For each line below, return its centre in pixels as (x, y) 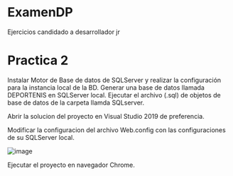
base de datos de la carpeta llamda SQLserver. (76, 102)
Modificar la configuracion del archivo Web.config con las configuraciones (116, 130)
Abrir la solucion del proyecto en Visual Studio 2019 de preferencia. (106, 116)
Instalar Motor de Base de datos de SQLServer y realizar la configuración (114, 80)
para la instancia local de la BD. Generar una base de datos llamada (106, 87)
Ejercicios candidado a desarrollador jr (64, 32)
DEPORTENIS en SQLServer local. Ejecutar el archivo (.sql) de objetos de (114, 95)
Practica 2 (38, 60)
